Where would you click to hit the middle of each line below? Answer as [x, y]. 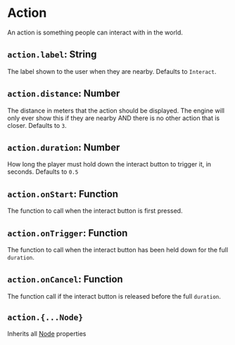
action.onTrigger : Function [68, 233]
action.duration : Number [64, 147]
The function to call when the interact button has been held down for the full [118, 250]
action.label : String [52, 54]
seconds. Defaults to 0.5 [43, 172]
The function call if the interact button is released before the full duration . [114, 296]
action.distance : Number [64, 94]
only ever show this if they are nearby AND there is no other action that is [114, 118]
